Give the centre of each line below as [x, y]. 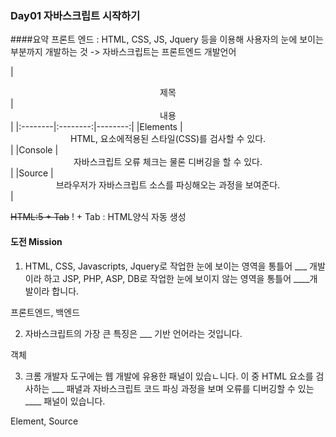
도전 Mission [36, 241]
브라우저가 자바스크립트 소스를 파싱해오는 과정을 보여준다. [168, 185]
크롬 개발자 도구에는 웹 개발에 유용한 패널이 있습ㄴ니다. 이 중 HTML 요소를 [169, 376]
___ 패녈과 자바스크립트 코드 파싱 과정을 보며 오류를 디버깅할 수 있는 [183, 388]
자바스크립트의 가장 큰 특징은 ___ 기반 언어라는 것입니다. [133, 333]
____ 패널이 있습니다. [65, 401]
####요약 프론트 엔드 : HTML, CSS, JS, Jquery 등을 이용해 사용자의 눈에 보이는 [167, 39]
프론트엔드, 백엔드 [45, 312]
